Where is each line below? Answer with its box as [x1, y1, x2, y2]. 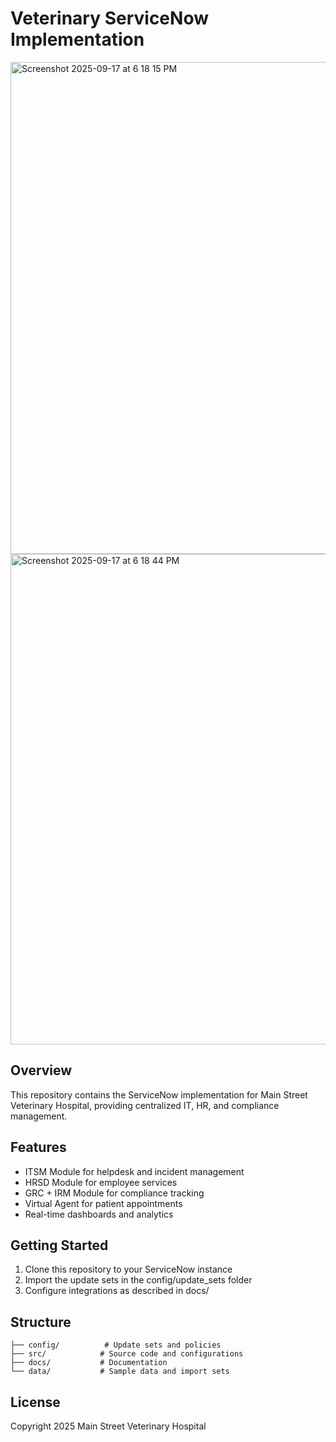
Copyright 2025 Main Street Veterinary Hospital [10, 1420, 207, 1432]
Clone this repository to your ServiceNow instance [24, 1263, 233, 1276]
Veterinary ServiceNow [10, 7, 209, 30]
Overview [10, 1062, 73, 1079]
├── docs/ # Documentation [10, 1358, 168, 1368]
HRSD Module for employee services [24, 1176, 178, 1188]
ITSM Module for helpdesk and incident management [24, 1165, 245, 1177]
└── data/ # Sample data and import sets [10, 1367, 230, 1377]
